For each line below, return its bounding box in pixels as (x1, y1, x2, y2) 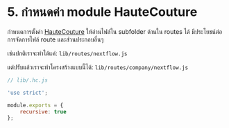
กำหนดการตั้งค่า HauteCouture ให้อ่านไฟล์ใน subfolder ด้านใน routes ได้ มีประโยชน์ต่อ (7, 27, 223, 35)
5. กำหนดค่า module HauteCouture (7, 4, 198, 20)
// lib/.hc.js (7, 77, 49, 84)
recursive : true (19, 108, 67, 115)
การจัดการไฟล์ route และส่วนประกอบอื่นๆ (7, 35, 104, 44)
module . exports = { (7, 102, 64, 109)
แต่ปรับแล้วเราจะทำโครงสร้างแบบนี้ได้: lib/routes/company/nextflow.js (7, 63, 189, 71)
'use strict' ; (7, 89, 49, 96)
